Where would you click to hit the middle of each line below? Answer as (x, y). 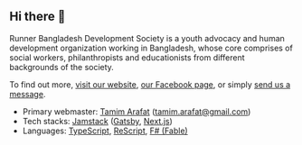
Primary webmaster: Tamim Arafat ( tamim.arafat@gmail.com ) (137, 111)
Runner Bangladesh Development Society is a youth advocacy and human (147, 38)
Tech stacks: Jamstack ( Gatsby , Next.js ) (98, 121)
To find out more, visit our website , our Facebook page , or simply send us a (150, 84)
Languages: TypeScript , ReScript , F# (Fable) (105, 131)
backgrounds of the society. (62, 67)
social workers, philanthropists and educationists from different (127, 57)
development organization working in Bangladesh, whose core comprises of (151, 48)
